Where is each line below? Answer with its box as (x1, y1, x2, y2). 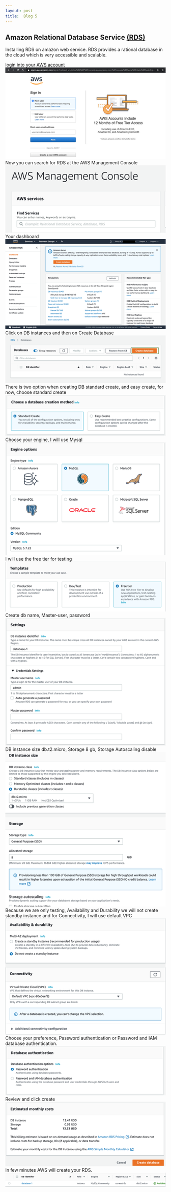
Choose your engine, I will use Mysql (5, 437, 83, 443)
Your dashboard (5, 234, 39, 240)
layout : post (5, 8, 33, 13)
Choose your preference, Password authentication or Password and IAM (5, 1035, 157, 1041)
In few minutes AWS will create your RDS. (5, 1167, 93, 1173)
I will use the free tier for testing (5, 556, 72, 562)
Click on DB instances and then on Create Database (5, 330, 114, 336)
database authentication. (5, 1040, 58, 1046)
